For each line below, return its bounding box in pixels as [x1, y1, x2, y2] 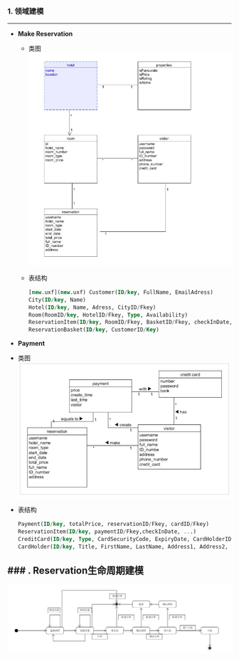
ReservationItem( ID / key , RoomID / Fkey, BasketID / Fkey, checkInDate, [28, 319, 233, 326]
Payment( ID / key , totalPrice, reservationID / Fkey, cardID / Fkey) [17, 521, 210, 528]
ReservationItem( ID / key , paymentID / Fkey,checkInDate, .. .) [17, 528, 197, 535]
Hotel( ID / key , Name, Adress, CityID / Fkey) [28, 304, 156, 311]
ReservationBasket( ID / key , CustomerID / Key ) [28, 326, 160, 334]
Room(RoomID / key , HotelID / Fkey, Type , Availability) [28, 311, 188, 318]
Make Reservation [17, 30, 73, 38]
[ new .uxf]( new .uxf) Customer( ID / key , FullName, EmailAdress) [28, 288, 213, 296]
